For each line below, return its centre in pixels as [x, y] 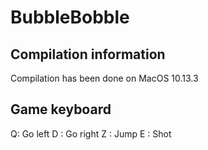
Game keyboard [61, 109]
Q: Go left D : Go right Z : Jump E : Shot [91, 133]
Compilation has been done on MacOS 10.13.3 [104, 78]
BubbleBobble [70, 17]
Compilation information [88, 54]
